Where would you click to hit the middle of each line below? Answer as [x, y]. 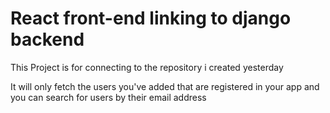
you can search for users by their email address [108, 97]
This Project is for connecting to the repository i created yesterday [147, 67]
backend [47, 39]
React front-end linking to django [151, 18]
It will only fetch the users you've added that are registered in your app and [165, 86]
